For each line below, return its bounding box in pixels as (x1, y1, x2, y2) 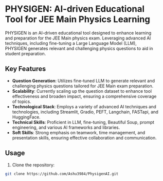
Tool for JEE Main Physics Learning (5, 14, 150, 25)
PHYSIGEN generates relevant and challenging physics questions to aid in (5, 45, 153, 51)
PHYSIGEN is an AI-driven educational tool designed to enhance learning (5, 30, 152, 36)
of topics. (12, 99, 32, 104)
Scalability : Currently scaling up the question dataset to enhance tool (12, 88, 152, 94)
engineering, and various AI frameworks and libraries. (12, 124, 120, 130)
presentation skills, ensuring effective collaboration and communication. (12, 135, 157, 141)
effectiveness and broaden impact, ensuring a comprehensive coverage (12, 93, 157, 99)
